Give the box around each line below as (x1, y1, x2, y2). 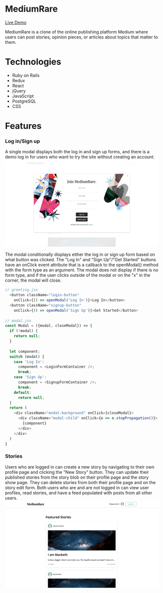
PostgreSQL (12, 98, 36, 104)
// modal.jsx (5, 318, 32, 323)
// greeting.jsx (5, 288, 38, 292)
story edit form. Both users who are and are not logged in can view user (5, 485, 149, 490)
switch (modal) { (9, 354, 45, 359)
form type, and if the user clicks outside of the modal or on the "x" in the (5, 272, 151, 278)
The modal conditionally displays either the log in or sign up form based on (5, 252, 155, 257)
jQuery (12, 88, 26, 93)
